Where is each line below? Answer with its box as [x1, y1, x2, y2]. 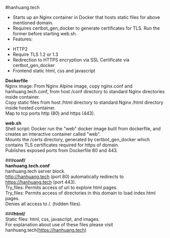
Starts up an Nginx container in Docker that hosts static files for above [12, 14, 160, 20]
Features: [12, 36, 33, 42]
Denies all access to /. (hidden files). [5, 201, 81, 207]
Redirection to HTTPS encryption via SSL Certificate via [12, 57, 130, 63]
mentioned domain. [12, 20, 53, 26]
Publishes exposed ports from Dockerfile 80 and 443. [5, 147, 118, 153]
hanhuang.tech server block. [5, 168, 66, 174]
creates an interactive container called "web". [5, 131, 101, 137]
